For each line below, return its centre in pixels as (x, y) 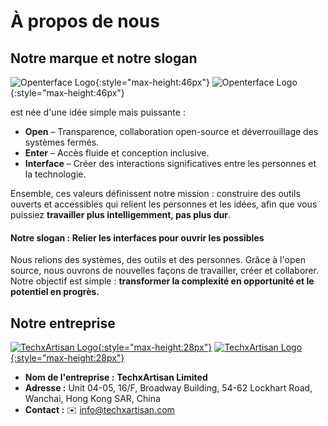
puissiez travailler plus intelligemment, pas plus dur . (120, 214)
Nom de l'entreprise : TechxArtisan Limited (116, 377)
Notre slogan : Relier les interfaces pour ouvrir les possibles (137, 237)
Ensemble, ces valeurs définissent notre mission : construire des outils (155, 193)
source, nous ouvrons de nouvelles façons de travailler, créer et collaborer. (164, 271)
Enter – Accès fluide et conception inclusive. (117, 153)
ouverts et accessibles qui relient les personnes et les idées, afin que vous (164, 204)
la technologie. (55, 174)
